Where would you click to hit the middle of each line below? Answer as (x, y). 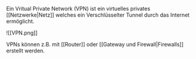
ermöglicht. (20, 21)
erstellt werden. (25, 51)
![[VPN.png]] (22, 33)
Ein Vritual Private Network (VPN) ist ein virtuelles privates (79, 9)
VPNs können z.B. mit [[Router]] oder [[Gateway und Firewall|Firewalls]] (95, 44)
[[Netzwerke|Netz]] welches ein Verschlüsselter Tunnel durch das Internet (98, 15)
